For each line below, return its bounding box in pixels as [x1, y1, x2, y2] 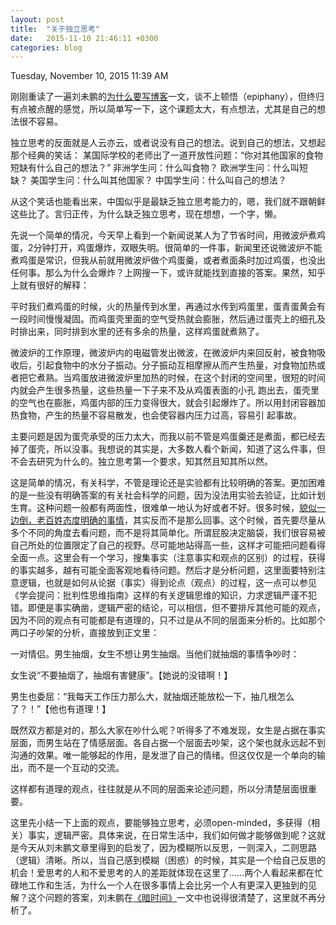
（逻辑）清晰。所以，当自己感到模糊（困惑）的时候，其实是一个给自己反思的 [10, 854, 326, 866]
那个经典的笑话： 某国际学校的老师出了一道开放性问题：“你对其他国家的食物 [10, 149, 324, 161]
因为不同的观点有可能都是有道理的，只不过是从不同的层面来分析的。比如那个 [10, 614, 326, 626]
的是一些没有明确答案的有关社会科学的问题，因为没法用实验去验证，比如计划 [10, 489, 326, 501]
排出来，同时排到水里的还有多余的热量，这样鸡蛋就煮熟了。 [18, 326, 265, 338]
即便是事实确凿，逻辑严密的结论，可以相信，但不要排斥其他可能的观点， [27, 602, 326, 614]
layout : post [10, 14, 65, 25]
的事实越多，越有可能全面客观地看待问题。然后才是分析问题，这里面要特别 [10, 564, 317, 576]
